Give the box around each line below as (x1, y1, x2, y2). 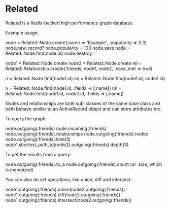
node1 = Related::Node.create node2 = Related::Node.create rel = (5, 60, 142, 66)
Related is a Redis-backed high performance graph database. (5, 20, 134, 26)
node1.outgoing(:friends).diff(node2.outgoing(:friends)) (5, 191, 121, 198)
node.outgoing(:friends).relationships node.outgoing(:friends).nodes (5, 130, 148, 137)
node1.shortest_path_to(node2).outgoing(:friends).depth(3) (5, 142, 129, 148)
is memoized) (5, 166, 34, 172)
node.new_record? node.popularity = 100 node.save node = (5, 45, 130, 51)
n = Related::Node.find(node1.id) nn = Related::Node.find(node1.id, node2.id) (5, 75, 165, 81)
